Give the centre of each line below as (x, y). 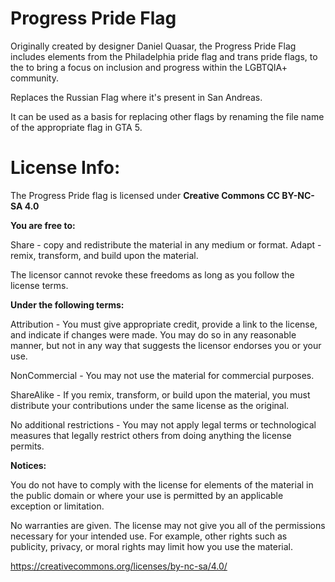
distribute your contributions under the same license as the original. (150, 405)
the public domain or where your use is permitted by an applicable (147, 495)
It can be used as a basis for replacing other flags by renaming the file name (167, 116)
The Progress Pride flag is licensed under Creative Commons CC (145, 195)
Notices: (28, 465)
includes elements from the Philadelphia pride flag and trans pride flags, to (164, 56)
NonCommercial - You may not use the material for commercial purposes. (162, 375)
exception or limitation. (57, 506)
